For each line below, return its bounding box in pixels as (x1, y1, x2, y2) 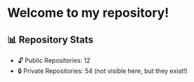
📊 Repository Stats (7, 34, 93, 46)
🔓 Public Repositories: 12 (17, 56, 91, 64)
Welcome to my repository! (7, 5, 169, 21)
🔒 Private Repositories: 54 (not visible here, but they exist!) (17, 67, 188, 75)
